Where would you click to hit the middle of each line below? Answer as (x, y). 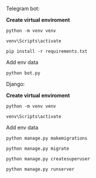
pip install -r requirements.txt (47, 51)
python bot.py (23, 73)
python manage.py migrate (37, 149)
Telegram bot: (23, 9)
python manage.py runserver (40, 169)
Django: (16, 84)
